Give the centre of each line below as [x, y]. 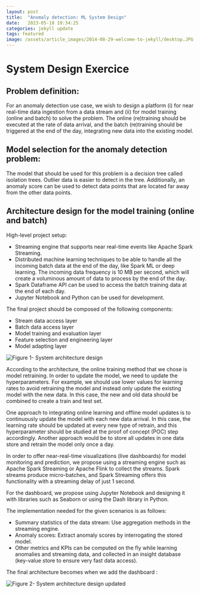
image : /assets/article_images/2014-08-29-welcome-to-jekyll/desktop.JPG [100, 39]
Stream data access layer [46, 320]
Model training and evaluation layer [58, 333]
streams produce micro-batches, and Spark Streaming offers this [86, 475]
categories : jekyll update [40, 28]
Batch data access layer [44, 327]
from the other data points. [39, 192]
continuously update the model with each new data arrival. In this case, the [99, 418]
